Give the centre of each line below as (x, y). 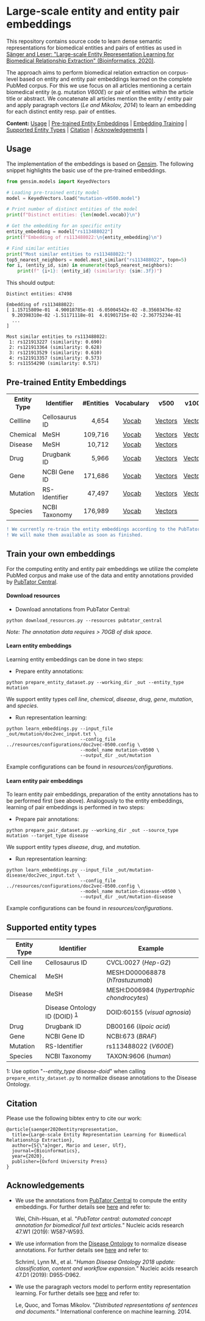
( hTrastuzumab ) (130, 980)
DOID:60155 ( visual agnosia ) (149, 1012)
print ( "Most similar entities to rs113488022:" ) (69, 254)
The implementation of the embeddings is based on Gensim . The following (100, 164)
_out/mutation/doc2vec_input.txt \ (52, 734)
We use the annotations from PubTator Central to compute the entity (101, 1200)
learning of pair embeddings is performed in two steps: (76, 808)
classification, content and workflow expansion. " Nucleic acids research (106, 1268)
